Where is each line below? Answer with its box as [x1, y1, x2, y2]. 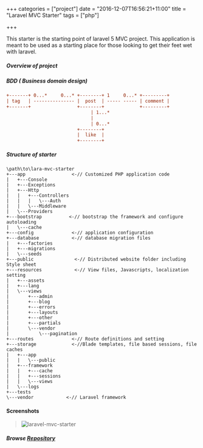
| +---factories [6, 240, 53, 246]
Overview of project [6, 62, 58, 69]
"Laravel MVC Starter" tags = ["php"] [6, 12, 99, 19]
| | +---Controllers [6, 192, 69, 199]
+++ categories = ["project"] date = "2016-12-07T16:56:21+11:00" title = [6, 5, 187, 12]
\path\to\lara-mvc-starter [6, 166, 75, 172]
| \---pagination [6, 331, 78, 337]
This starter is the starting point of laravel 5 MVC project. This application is [6, 35, 196, 42]
